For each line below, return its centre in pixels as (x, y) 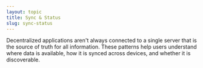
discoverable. (23, 60)
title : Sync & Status (34, 18)
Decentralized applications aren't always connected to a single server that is (101, 41)
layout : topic (24, 12)
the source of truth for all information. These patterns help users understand (101, 47)
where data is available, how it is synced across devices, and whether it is (98, 53)
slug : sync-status (29, 23)
